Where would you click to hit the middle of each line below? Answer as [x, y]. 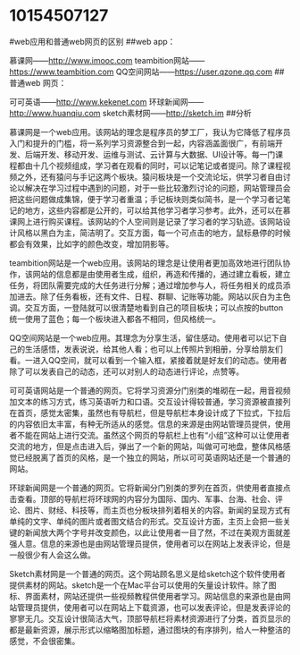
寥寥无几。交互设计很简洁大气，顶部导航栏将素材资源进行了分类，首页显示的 [150, 618]
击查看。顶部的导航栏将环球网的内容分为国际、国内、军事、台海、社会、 [142, 498]
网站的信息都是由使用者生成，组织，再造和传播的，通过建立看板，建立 [162, 274]
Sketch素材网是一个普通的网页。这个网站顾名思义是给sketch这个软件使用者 [147, 574]
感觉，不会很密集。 [45, 641]
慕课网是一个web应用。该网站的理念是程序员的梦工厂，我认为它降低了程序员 [150, 132]
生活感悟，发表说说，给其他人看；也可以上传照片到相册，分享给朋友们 [154, 349]
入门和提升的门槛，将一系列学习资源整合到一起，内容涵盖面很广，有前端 [142, 143]
